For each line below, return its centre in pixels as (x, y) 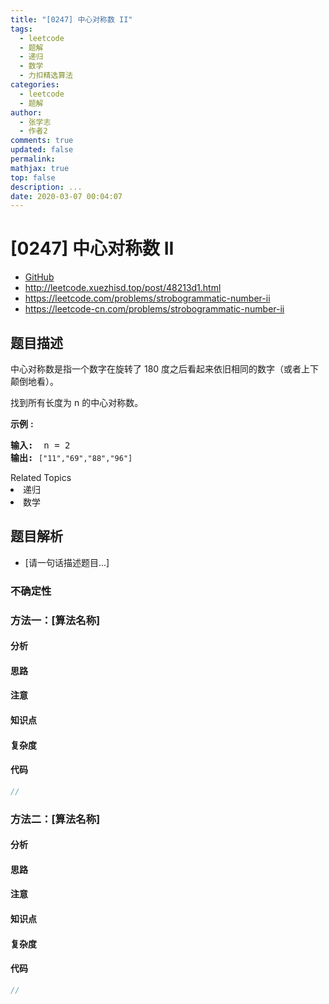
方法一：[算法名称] (55, 620)
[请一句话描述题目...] (67, 562)
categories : (35, 85)
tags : (21, 29)
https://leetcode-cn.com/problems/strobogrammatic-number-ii (154, 309)
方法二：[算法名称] (55, 819)
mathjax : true (40, 168)
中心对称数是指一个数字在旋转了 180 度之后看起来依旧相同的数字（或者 (156, 369)
